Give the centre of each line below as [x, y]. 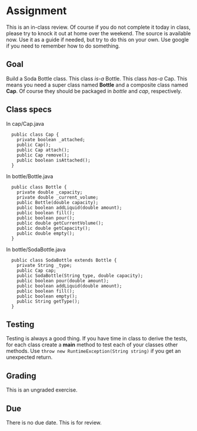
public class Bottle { [39, 187]
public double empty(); [46, 233]
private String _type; [44, 265]
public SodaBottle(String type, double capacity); [80, 275]
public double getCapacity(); [54, 228]
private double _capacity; [50, 192]
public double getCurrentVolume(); [60, 223]
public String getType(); [49, 301]
